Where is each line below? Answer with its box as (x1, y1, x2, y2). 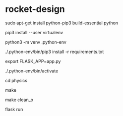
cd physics (5, 77, 28, 83)
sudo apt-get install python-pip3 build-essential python (5, 20, 118, 26)
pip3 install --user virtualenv (5, 29, 63, 35)
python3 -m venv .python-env (5, 39, 67, 45)
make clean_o (5, 97, 34, 103)
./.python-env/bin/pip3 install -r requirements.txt (5, 49, 104, 55)
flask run (5, 106, 23, 112)
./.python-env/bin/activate (5, 68, 59, 74)
